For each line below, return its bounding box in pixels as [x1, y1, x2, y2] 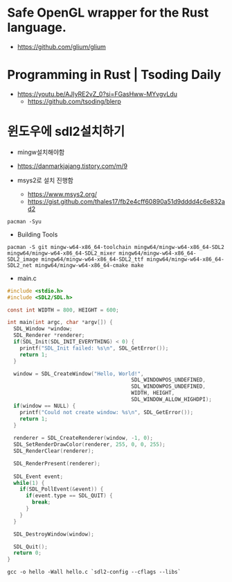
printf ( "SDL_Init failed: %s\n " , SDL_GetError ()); [19, 345, 169, 352]
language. [7, 19, 67, 35]
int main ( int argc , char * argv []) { [7, 319, 113, 326]
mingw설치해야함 [17, 148, 65, 156]
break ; [32, 499, 51, 506]
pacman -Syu [7, 218, 42, 225]
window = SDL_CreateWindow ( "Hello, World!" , [13, 370, 144, 377]
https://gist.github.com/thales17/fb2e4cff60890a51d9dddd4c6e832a [27, 197, 225, 205]
